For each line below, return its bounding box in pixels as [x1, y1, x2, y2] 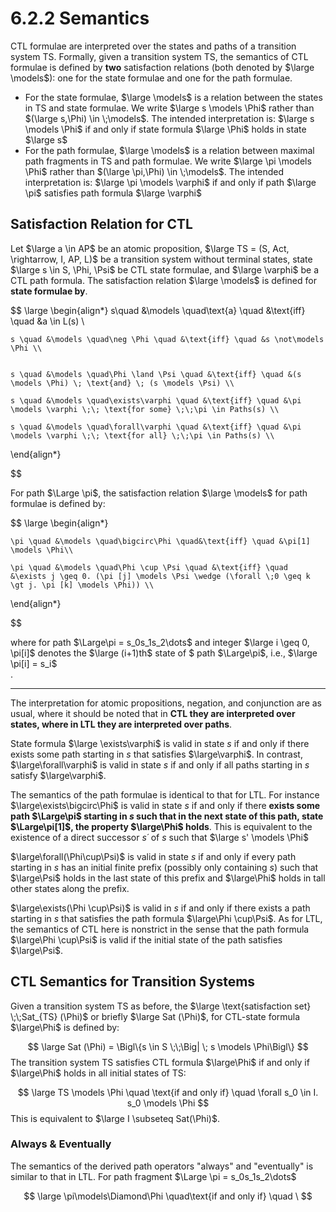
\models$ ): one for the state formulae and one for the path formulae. [10, 72, 293, 84]
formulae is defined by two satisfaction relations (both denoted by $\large [10, 61, 315, 73]
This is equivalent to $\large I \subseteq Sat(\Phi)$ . [10, 1112, 220, 1124]
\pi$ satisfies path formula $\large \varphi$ [24, 187, 202, 199]
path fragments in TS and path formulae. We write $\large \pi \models [24, 155, 312, 167]
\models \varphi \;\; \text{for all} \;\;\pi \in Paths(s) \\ [10, 430, 275, 441]
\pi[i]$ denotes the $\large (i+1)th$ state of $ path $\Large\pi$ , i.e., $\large [10, 647, 318, 659]
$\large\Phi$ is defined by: [10, 1021, 120, 1033]
